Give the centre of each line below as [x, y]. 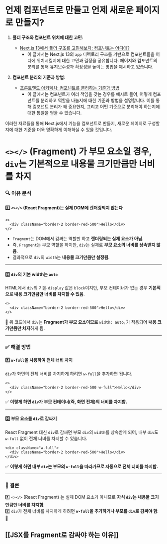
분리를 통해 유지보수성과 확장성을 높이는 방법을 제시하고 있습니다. [90, 67]
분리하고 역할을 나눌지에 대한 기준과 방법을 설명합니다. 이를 [98, 100]
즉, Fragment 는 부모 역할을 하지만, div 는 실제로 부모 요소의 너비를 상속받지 [84, 245]
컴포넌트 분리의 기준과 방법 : [39, 77]
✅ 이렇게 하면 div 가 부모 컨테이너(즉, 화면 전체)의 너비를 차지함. [66, 402]
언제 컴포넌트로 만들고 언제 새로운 [69, 10]
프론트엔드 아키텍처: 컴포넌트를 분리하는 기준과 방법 [70, 88]
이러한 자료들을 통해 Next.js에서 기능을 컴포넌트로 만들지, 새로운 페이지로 [76, 123]
